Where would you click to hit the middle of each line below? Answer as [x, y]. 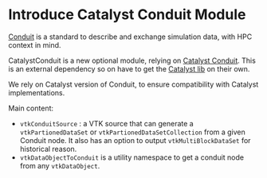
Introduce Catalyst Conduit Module [127, 15]
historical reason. [48, 149]
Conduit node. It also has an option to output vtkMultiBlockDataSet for [135, 140]
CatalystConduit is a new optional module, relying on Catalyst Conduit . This [132, 60]
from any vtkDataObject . [60, 165]
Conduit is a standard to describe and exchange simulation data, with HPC [130, 37]
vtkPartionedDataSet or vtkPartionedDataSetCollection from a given [132, 132]
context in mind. [35, 44]
